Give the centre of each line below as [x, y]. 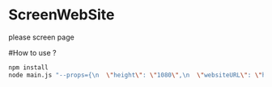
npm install [28, 67]
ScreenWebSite [62, 15]
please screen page [41, 37]
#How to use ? [32, 52]
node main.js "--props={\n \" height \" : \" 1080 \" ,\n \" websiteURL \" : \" [136, 75]
